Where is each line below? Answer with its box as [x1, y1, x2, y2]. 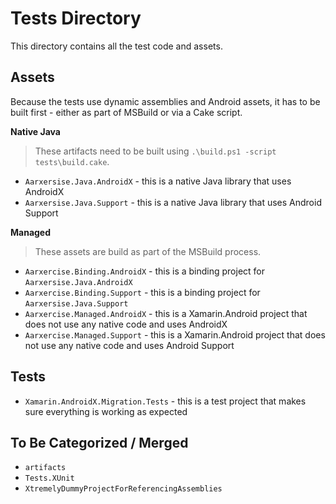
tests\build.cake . [34, 155, 110, 167]
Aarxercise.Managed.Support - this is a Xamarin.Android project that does [24, 328, 326, 341]
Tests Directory [10, 7, 142, 30]
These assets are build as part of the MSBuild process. [34, 245, 262, 257]
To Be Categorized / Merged [10, 434, 189, 451]
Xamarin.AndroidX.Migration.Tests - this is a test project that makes [24, 395, 307, 407]
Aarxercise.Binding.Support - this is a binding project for [24, 286, 261, 298]
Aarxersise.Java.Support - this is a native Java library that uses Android [24, 196, 322, 208]
